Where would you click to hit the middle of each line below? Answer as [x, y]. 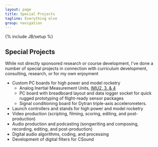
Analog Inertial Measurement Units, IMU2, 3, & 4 [67, 88]
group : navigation [24, 23]
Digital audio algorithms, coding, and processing [60, 134]
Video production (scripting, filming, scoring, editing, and [69, 114]
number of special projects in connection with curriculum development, [76, 68]
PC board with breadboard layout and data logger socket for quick [85, 93]
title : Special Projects [30, 14]
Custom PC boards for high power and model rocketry [66, 83]
